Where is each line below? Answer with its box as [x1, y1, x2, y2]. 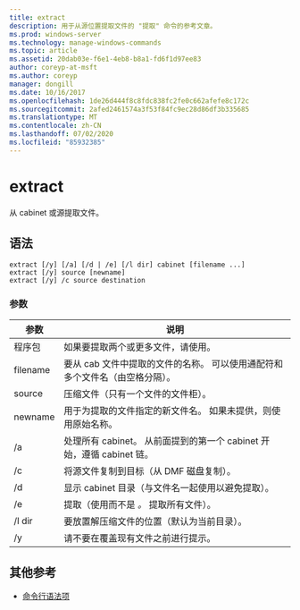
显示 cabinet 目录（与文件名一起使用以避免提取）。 [63, 481, 274, 494]
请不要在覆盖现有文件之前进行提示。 [63, 531, 216, 544]
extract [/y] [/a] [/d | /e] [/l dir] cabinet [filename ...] [9, 260, 246, 269]
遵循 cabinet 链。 [81, 448, 154, 461]
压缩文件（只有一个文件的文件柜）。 [63, 387, 212, 400]
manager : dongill [9, 80, 74, 89]
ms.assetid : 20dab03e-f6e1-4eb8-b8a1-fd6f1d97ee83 [9, 55, 202, 64]
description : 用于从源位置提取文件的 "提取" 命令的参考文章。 [9, 21, 217, 30]
